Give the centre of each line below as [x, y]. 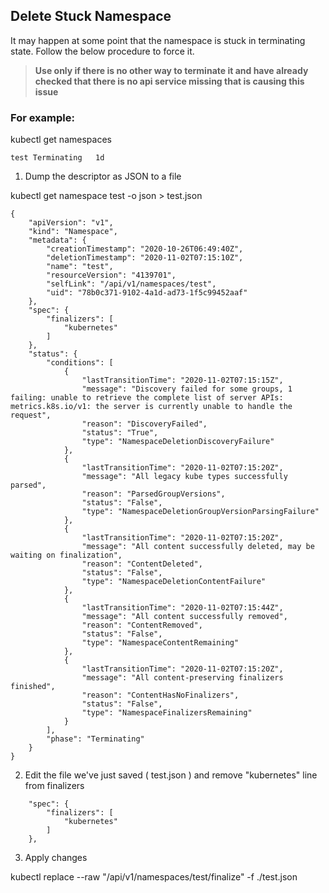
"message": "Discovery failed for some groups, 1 [187, 389]
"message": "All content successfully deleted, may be [198, 547]
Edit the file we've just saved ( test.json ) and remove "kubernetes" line [171, 775]
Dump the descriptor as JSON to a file [103, 176]
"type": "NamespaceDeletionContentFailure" [174, 582]
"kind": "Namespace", [73, 232]
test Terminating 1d [57, 158]
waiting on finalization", [66, 555]
